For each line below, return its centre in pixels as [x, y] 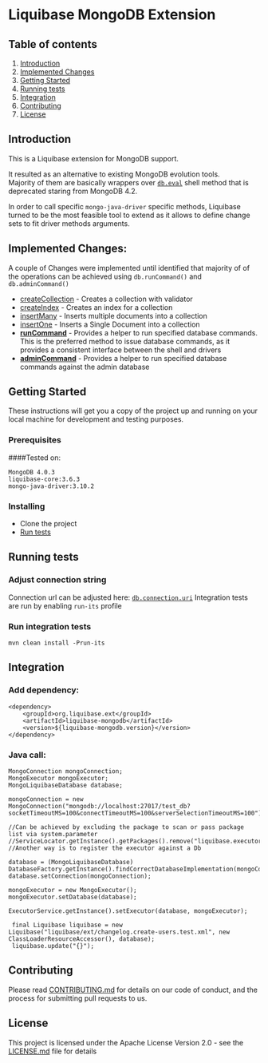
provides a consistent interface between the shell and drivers [120, 350]
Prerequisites [35, 440]
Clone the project [48, 524]
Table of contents [53, 44]
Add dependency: [44, 690]
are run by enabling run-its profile [65, 605]
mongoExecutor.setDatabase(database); [73, 897]
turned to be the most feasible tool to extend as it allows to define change [129, 215]
